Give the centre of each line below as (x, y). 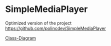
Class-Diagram (21, 38)
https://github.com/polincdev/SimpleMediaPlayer (55, 28)
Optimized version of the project (38, 23)
